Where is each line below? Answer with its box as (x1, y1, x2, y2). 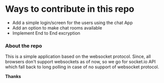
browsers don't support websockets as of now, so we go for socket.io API (5, 59, 156, 65)
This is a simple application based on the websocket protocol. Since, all (5, 54, 151, 59)
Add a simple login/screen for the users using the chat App (12, 20, 133, 26)
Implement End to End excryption (12, 30, 81, 36)
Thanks (5, 74, 21, 80)
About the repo (5, 42, 42, 49)
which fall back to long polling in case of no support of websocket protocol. (5, 64, 160, 70)
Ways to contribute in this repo (5, 3, 135, 15)
